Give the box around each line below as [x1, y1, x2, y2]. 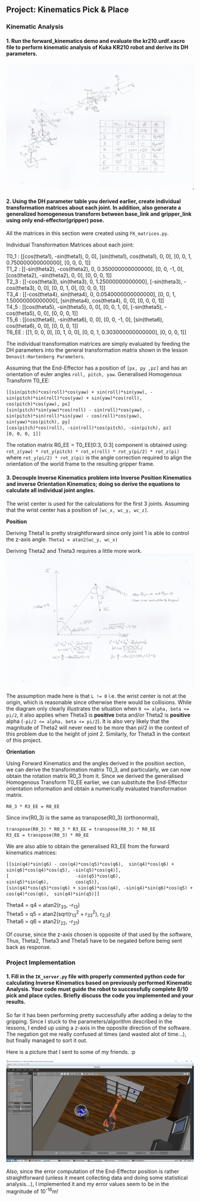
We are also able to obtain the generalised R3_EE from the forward [6, 842, 170, 850]
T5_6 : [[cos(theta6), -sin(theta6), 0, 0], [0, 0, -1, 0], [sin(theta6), [6, 316, 164, 323]
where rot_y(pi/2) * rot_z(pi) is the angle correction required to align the [6, 454, 192, 461]
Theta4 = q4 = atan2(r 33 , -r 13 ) [6, 901, 80, 910]
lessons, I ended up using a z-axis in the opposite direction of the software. [6, 1024, 192, 1031]
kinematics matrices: [6, 849, 58, 856]
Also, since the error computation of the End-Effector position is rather [6, 1168, 180, 1175]
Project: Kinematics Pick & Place [6, 5, 129, 15]
